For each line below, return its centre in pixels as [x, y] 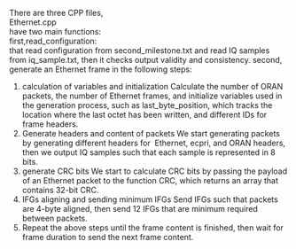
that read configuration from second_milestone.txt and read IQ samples [140, 51]
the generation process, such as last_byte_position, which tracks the [147, 105]
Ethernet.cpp [33, 22]
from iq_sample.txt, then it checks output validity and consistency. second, [146, 60]
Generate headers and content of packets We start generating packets [151, 133]
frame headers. [50, 124]
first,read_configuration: [53, 41]
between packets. [55, 218]
